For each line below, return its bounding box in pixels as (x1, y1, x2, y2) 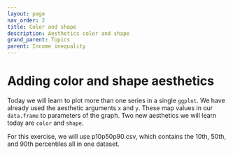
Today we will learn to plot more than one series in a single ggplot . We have (7, 96, 225, 105)
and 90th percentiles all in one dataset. (7, 140, 120, 148)
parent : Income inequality (7, 43, 86, 50)
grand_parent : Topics (7, 36, 71, 43)
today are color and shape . (7, 119, 84, 127)
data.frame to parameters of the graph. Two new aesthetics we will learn (7, 111, 217, 119)
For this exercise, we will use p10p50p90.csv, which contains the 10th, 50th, (7, 132, 226, 140)
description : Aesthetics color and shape (7, 29, 130, 37)
